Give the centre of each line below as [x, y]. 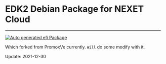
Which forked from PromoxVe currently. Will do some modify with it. [75, 47]
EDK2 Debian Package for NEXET [75, 9]
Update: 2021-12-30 [26, 56]
